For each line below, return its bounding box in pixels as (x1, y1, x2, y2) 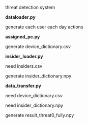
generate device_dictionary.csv (5, 44, 71, 50)
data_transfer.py (5, 83, 42, 89)
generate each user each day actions (5, 24, 83, 30)
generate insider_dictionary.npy (5, 73, 72, 79)
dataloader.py (5, 14, 36, 20)
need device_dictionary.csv (5, 93, 63, 98)
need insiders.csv (5, 63, 43, 69)
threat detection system (5, 5, 55, 10)
